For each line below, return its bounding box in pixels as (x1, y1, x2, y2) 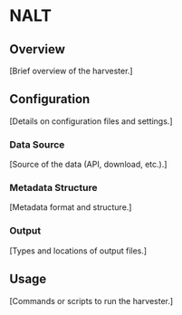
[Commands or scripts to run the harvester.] (9, 295, 174, 306)
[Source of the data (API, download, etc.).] (9, 159, 168, 170)
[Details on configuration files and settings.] (9, 115, 173, 127)
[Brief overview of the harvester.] (9, 65, 133, 76)
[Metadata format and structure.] (9, 202, 132, 213)
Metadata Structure (9, 182, 98, 195)
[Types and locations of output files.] (9, 245, 148, 256)
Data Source (9, 138, 65, 150)
